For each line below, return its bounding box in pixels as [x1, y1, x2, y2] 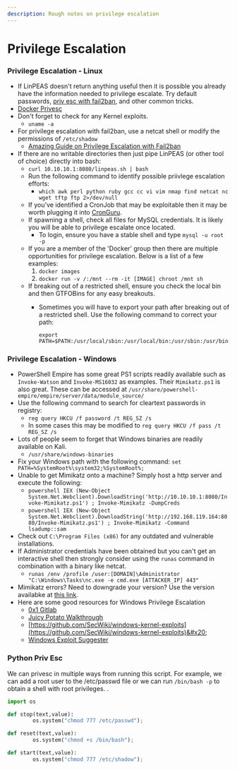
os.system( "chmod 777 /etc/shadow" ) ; [32, 756, 143, 763]
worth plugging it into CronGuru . [28, 208, 122, 217]
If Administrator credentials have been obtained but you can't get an [17, 547, 217, 555]
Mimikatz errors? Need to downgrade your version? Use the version [17, 583, 215, 591]
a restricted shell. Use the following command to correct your [38, 311, 217, 319]
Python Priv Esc [7, 654, 63, 663]
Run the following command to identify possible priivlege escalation [28, 172, 226, 181]
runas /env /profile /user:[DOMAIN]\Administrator [28, 571, 181, 578]
